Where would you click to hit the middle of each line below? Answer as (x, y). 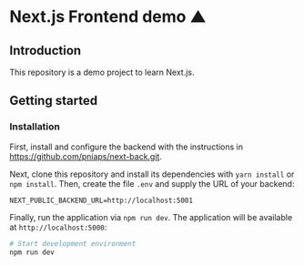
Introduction (46, 51)
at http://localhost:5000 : (58, 227)
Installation (35, 127)
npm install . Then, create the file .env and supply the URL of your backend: (152, 183)
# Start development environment (73, 243)
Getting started (54, 101)
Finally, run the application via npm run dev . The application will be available (151, 217)
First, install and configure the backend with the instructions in (127, 147)
